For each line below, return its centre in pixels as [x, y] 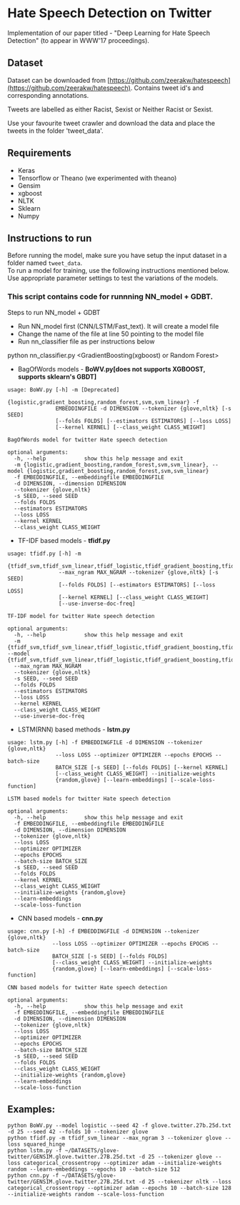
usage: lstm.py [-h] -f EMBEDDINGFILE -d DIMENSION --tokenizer [105, 742]
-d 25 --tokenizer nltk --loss [185, 1182]
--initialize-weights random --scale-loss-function [86, 1194]
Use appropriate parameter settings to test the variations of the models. [113, 278]
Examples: [31, 1110]
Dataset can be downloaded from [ [59, 80]
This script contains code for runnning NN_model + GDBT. [110, 296]
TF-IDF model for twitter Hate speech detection [81, 616]
